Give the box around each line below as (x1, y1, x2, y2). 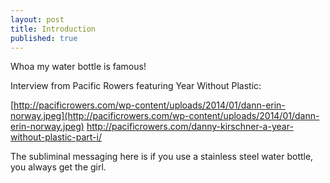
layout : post (10, 14, 65, 25)
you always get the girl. (10, 161, 107, 173)
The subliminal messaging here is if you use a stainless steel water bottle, (10, 151, 314, 163)
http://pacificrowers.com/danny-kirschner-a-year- (86, 121, 294, 133)
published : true (10, 33, 78, 43)
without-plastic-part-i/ (10, 131, 102, 143)
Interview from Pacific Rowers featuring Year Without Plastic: (10, 80, 262, 92)
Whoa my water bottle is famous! (10, 61, 147, 73)
